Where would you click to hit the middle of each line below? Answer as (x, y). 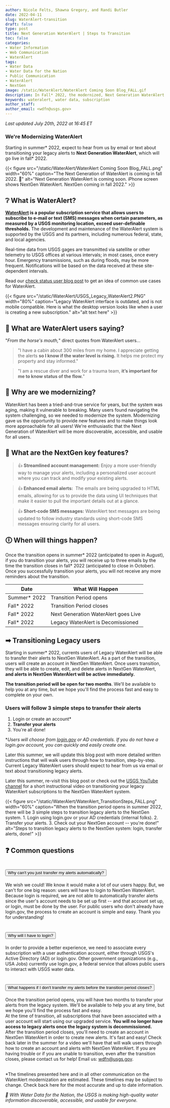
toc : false (17, 39)
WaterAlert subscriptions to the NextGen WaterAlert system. (68, 792)
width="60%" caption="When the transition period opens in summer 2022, (84, 807)
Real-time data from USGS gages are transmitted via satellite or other (78, 250)
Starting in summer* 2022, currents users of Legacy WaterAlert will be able (84, 653)
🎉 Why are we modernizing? (50, 392)
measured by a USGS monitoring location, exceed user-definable (75, 223)
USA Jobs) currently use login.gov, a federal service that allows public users (85, 964)
